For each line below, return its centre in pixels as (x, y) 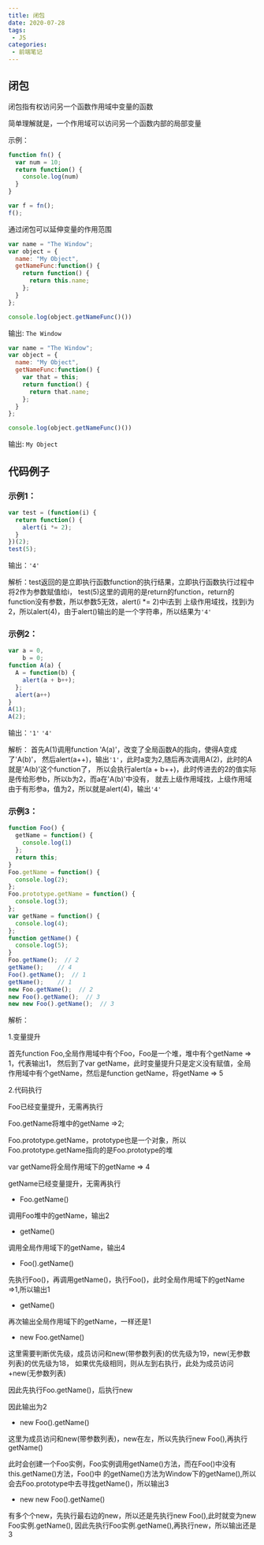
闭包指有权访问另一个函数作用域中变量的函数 (81, 106)
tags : (17, 30)
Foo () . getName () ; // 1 (47, 974)
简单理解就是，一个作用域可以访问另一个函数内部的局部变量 (105, 123)
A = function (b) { (46, 673)
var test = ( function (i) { (52, 512)
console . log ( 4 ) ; (42, 923)
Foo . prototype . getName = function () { (72, 894)
